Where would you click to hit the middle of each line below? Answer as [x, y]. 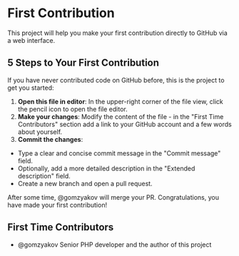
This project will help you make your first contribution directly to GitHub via [118, 33]
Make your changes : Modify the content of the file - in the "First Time [121, 116]
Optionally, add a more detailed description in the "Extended [106, 168]
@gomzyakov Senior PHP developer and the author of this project [115, 245]
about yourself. [40, 132]
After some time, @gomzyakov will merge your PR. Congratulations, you [113, 197]
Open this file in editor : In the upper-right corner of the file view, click [120, 101]
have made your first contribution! [57, 205]
